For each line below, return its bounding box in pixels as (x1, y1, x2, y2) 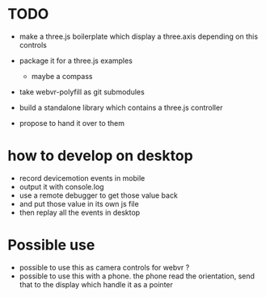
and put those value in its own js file (19, 199, 139, 208)
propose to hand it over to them (19, 118, 125, 128)
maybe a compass (31, 71, 93, 81)
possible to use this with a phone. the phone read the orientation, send (19, 271, 255, 281)
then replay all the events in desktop (19, 207, 141, 217)
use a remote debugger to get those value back (19, 190, 179, 200)
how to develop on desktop (7, 147, 193, 165)
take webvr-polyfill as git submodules (19, 86, 145, 97)
